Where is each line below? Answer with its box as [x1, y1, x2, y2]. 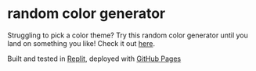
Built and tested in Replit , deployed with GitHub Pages [7, 54, 182, 63]
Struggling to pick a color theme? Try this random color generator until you [7, 30, 248, 40]
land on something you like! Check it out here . [7, 38, 156, 48]
